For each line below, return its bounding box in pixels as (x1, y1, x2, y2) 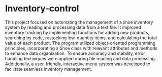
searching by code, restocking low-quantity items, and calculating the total (5, 35, 157, 41)
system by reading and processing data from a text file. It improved (5, 24, 141, 30)
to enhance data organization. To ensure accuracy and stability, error (5, 50, 145, 56)
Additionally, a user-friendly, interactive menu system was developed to (5, 61, 151, 67)
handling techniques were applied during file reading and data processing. (5, 55, 156, 61)
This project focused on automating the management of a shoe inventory (5, 19, 154, 25)
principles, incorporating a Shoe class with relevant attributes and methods (5, 45, 158, 51)
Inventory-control (5, 3, 79, 14)
